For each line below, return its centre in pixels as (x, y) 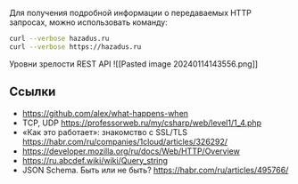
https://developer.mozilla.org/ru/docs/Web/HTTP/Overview (131, 151)
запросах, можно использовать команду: (88, 22)
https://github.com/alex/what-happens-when (105, 113)
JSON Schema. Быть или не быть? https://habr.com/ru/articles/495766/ (155, 170)
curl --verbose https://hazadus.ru (75, 47)
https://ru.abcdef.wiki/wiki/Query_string (95, 160)
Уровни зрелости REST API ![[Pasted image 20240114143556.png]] (134, 64)
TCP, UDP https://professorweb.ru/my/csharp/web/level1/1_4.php (141, 123)
